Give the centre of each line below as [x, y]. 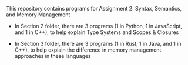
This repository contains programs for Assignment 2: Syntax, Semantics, [94, 8]
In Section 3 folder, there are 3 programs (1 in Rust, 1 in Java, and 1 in [98, 44]
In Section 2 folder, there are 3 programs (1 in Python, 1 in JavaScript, [98, 26]
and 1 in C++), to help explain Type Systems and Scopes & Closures [97, 32]
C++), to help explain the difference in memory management [88, 50]
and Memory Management [38, 15]
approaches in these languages [53, 56]
